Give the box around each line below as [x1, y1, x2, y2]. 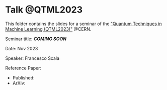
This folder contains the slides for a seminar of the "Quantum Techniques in [5, 21, 162, 27]
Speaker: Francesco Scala [5, 55, 59, 61]
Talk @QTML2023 [5, 4, 83, 16]
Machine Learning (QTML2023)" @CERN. [5, 26, 92, 32]
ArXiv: [12, 80, 26, 86]
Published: [12, 74, 35, 80]
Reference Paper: [5, 65, 42, 71]
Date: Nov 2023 [5, 45, 38, 51]
